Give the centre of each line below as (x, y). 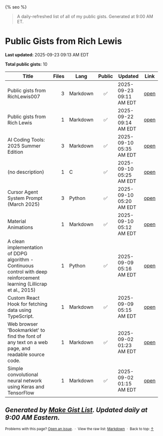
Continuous (21, 266)
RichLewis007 (24, 96)
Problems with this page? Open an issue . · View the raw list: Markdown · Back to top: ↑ (80, 429)
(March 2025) (24, 204)
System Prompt (25, 198)
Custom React (24, 298)
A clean (16, 241)
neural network (25, 381)
